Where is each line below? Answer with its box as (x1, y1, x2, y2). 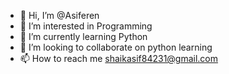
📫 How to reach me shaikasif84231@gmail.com (19, 53, 219, 64)
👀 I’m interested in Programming (19, 20, 153, 32)
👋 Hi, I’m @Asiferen (19, 10, 100, 21)
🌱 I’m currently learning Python (19, 31, 148, 42)
